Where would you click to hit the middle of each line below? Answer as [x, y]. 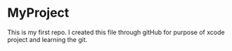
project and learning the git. [47, 39]
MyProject [38, 13]
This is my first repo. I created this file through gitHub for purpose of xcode [116, 32]
